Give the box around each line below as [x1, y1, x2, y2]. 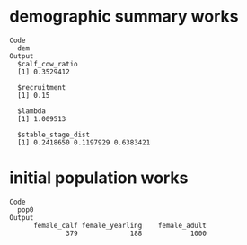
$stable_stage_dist [17, 130, 91, 139]
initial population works [9, 168, 189, 188]
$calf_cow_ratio [17, 59, 78, 68]
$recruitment [17, 83, 66, 92]
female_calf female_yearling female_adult [32, 221, 207, 230]
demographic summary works [9, 6, 239, 27]
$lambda [17, 106, 47, 116]
